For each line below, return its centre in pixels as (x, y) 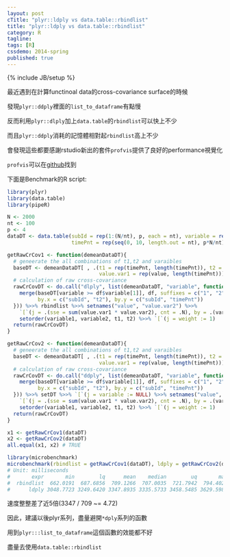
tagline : (20, 39)
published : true (30, 58)
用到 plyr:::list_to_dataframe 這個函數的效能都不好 (80, 532)
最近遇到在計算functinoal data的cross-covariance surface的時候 (98, 91)
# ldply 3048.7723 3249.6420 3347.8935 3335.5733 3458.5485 (102, 490)
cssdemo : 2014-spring (38, 52)
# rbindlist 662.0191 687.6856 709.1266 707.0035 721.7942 (102, 483)
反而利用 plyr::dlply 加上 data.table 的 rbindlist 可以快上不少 (92, 121)
